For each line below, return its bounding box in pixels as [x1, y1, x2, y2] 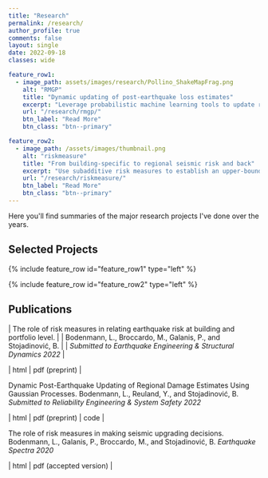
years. [8, 219, 30, 229]
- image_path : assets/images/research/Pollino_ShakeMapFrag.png [15, 78, 234, 86]
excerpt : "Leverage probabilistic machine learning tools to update [22, 101, 255, 109]
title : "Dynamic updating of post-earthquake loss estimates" [22, 93, 234, 101]
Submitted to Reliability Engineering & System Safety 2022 [8, 397, 202, 407]
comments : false [8, 34, 62, 42]
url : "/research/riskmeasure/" [22, 174, 127, 182]
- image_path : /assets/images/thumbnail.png [15, 145, 166, 153]
